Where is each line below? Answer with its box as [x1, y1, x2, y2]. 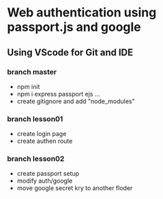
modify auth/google [16, 176, 73, 185]
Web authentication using [7, 5, 157, 21]
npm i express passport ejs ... [16, 90, 100, 98]
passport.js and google [7, 19, 141, 35]
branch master [7, 67, 57, 77]
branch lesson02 [7, 154, 65, 163]
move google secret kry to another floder [16, 184, 133, 192]
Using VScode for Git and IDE [7, 47, 134, 58]
